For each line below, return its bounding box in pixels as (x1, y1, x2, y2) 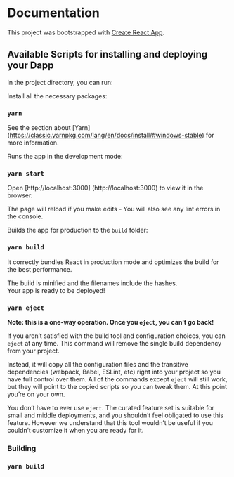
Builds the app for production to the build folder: (7, 226, 148, 235)
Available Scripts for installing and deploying (7, 48, 208, 60)
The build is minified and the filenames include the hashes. (7, 279, 178, 287)
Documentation (7, 5, 100, 21)
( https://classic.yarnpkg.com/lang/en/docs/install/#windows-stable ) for (7, 131, 214, 140)
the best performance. (7, 265, 72, 273)
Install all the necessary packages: (7, 91, 108, 100)
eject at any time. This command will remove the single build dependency (7, 339, 222, 347)
